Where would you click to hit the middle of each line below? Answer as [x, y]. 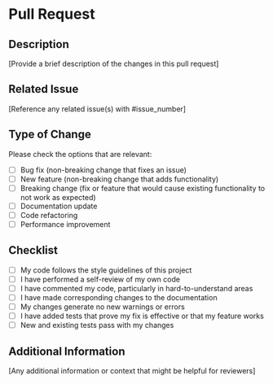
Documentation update [59, 206]
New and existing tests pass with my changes [97, 325]
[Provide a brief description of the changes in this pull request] [114, 63]
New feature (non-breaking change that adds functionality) [119, 179]
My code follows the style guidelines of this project [106, 270]
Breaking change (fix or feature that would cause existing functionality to [143, 188]
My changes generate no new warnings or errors [102, 307]
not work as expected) [58, 197]
